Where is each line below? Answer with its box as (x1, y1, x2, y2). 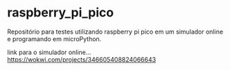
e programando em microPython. (7, 34, 102, 43)
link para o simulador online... (7, 48, 91, 56)
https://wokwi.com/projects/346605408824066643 (7, 55, 157, 63)
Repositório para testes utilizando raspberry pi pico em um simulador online (7, 27, 224, 36)
